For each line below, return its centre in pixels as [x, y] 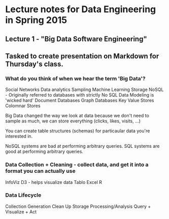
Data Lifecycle [23, 195]
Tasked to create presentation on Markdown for [82, 56]
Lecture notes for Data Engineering [81, 9]
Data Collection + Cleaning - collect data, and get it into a [77, 165]
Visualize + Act [21, 211]
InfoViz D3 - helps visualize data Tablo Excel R [54, 182]
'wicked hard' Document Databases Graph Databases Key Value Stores [80, 101]
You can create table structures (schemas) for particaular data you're [78, 131]
